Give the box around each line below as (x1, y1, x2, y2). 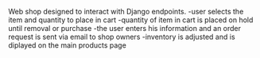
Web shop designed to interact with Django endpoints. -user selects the (8, 7, 244, 16)
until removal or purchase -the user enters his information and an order (8, 24, 241, 33)
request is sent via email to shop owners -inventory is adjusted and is (8, 32, 236, 41)
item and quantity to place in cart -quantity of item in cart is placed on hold (8, 15, 254, 25)
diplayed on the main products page (8, 41, 127, 50)
